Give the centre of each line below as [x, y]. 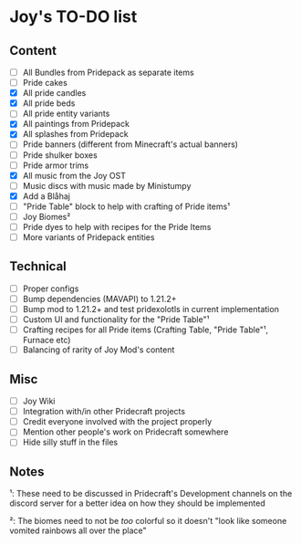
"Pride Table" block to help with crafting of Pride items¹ [126, 206]
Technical [38, 267]
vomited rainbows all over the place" [78, 530]
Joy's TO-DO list [73, 17]
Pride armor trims [56, 165]
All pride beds [49, 103]
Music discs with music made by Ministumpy [107, 185]
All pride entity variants [66, 114]
